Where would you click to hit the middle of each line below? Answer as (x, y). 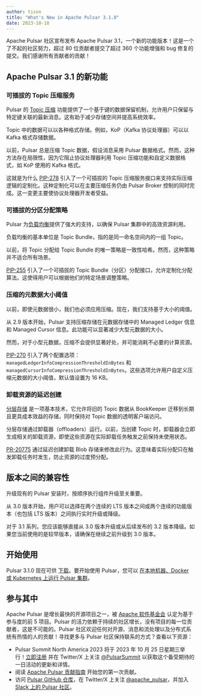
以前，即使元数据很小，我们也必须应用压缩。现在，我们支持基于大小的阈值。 (101, 309)
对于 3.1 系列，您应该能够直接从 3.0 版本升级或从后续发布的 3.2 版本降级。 (98, 526)
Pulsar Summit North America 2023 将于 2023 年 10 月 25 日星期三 (97, 650)
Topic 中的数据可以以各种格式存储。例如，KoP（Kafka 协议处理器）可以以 (97, 130)
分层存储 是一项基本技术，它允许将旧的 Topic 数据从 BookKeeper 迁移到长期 (100, 408)
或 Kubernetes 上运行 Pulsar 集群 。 (49, 577)
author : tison (24, 12)
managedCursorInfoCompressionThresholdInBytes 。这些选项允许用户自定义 (97, 370)
